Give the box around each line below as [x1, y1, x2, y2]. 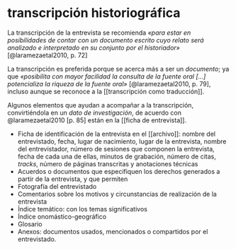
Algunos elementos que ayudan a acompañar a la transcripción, [7, 100, 193, 109]
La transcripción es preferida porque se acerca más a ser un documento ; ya [7, 64, 230, 73]
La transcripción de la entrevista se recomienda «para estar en [7, 28, 191, 37]
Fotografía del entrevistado [17, 182, 97, 190]
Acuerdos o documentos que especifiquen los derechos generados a [17, 167, 220, 175]
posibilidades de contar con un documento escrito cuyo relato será [7, 35, 204, 44]
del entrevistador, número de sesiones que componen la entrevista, [17, 144, 215, 153]
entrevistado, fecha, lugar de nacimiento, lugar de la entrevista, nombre [17, 137, 227, 146]
